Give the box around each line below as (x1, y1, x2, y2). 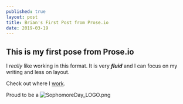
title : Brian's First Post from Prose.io (6, 19, 109, 25)
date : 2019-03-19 (6, 25, 49, 31)
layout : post (6, 14, 38, 20)
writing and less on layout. (6, 69, 70, 76)
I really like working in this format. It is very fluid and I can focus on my (6, 62, 178, 69)
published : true (6, 8, 46, 15)
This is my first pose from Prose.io (6, 46, 134, 56)
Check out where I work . (6, 80, 66, 87)
